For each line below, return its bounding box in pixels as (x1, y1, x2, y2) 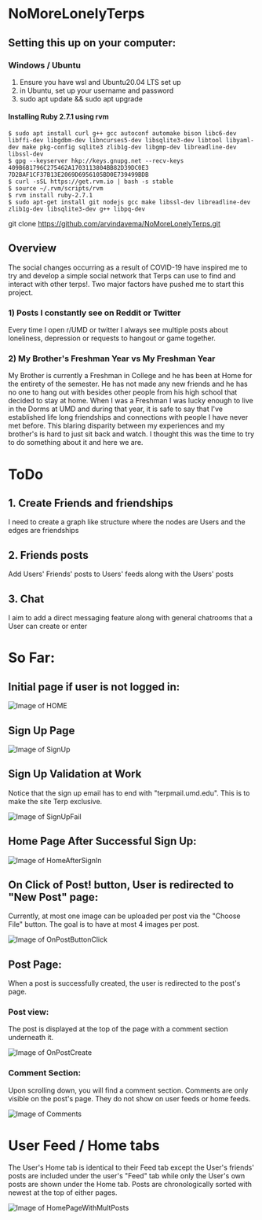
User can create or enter (8, 622, 88, 631)
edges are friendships (8, 526, 79, 535)
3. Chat (8, 592, 45, 605)
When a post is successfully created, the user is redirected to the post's (8, 979, 241, 988)
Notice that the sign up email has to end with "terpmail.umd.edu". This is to (8, 788, 250, 798)
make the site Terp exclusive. (8, 796, 103, 806)
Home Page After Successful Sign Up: (8, 835, 198, 848)
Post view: (8, 1007, 49, 1018)
